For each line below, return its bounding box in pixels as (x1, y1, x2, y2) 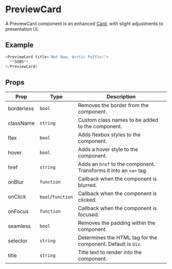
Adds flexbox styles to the (78, 131, 141, 139)
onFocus (8, 208, 29, 215)
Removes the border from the (78, 102, 149, 109)
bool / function (39, 193, 73, 200)
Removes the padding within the (78, 219, 156, 227)
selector (8, 237, 28, 244)
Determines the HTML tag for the (78, 234, 158, 241)
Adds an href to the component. (78, 161, 155, 168)
